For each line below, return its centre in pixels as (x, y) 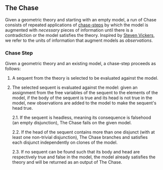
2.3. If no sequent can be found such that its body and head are (76, 152)
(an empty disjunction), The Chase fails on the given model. (72, 123)
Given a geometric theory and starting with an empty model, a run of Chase (81, 19)
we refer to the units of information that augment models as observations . (79, 40)
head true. (22, 108)
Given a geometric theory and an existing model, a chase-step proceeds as (81, 64)
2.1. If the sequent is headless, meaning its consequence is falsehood (81, 118)
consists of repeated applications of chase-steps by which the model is (77, 25)
